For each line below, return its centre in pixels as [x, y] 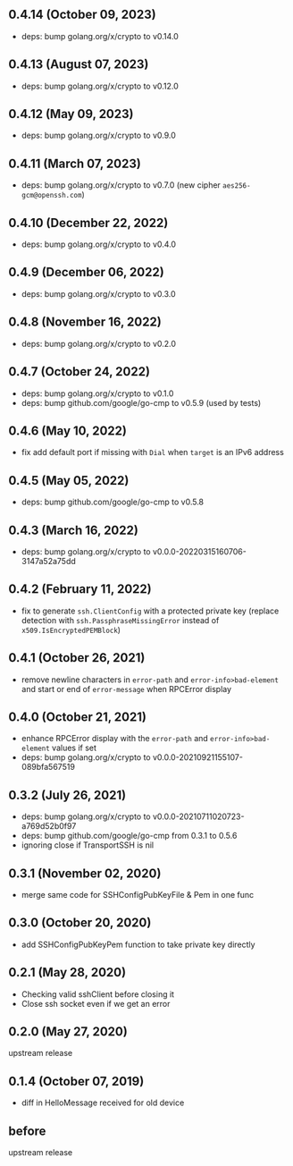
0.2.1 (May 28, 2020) [67, 972]
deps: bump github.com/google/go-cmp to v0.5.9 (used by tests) [141, 402]
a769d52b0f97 [49, 826]
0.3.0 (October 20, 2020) [80, 923]
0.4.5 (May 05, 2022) [69, 481]
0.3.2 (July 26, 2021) [67, 795]
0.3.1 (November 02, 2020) [85, 873]
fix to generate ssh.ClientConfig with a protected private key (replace [150, 611]
